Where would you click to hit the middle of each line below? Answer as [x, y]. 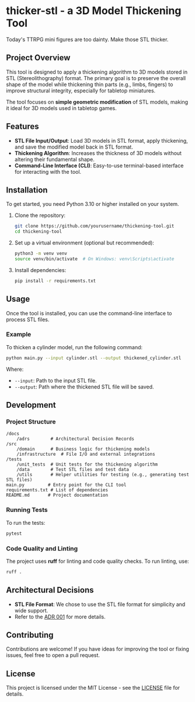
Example [19, 335]
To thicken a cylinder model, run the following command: [74, 347]
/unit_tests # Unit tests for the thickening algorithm [87, 464]
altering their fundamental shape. [55, 159]
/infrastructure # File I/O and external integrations [86, 455]
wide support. [31, 610]
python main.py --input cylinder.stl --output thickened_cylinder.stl [94, 358]
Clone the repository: [40, 215]
